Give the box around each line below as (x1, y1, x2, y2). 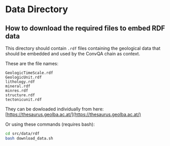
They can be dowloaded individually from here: (5, 106, 104, 112)
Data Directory (5, 4, 69, 15)
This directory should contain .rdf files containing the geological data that (5, 45, 161, 51)
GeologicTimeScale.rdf (5, 70, 53, 75)
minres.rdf (5, 88, 28, 93)
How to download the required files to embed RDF (5, 24, 165, 33)
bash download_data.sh (5, 136, 53, 141)
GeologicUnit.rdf (5, 75, 42, 80)
